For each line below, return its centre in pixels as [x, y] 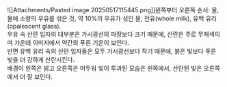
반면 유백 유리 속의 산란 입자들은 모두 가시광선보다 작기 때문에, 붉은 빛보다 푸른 [112, 51]
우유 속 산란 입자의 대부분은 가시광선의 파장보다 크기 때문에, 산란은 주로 [102, 34]
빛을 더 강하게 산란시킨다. [41, 59]
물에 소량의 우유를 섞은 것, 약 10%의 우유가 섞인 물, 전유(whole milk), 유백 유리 [112, 18]
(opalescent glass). [34, 26]
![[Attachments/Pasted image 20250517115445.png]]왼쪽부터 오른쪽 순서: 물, [113, 10]
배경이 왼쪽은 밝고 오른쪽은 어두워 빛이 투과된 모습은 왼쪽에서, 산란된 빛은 [105, 68]
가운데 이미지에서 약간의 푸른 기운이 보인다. [72, 42]
